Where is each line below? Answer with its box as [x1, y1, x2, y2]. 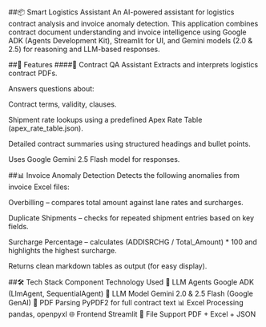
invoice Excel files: [8, 182, 70, 192]
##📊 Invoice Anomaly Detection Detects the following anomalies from [8, 171, 240, 180]
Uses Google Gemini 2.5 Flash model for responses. [8, 155, 180, 163]
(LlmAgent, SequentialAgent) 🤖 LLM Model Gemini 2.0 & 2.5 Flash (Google [8, 289, 254, 298]
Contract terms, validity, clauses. [8, 99, 117, 109]
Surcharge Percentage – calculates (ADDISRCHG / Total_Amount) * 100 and [8, 237, 258, 247]
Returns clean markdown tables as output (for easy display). [8, 261, 208, 271]
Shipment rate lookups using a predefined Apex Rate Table [8, 115, 203, 124]
